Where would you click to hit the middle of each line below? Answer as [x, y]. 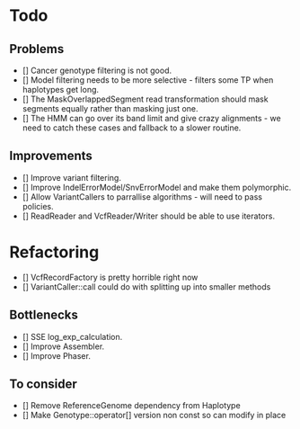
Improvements [51, 156]
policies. [38, 206]
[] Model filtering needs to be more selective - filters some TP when [148, 80]
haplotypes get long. [61, 89]
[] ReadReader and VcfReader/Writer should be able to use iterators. [149, 216]
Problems [37, 49]
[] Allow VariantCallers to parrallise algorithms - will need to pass [142, 197]
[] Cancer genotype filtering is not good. [97, 70]
